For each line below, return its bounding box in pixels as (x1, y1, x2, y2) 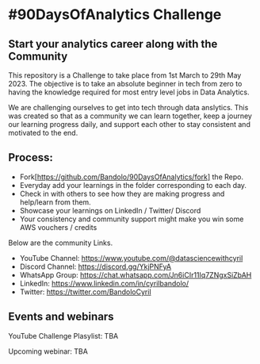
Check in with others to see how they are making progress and (19, 189, 225, 198)
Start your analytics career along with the (8, 37, 218, 51)
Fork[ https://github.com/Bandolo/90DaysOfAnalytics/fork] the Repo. (19, 172, 244, 182)
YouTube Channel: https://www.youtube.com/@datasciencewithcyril (19, 253, 243, 262)
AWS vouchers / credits (19, 222, 97, 232)
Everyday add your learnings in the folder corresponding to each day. (19, 180, 247, 190)
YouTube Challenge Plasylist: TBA (8, 331, 119, 340)
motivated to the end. (8, 128, 78, 137)
